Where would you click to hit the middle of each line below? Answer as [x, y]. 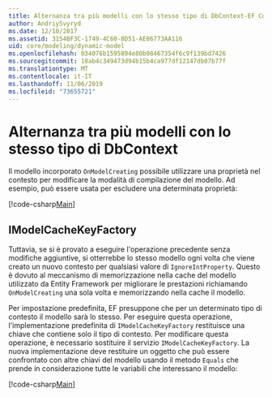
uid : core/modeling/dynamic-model [67, 46]
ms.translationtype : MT [49, 69]
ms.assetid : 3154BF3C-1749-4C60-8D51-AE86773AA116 [96, 39]
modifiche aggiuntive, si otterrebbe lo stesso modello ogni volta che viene [132, 258]
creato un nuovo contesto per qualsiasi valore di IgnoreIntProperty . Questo [134, 267]
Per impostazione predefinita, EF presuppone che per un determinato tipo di [135, 309]
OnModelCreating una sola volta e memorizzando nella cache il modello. [127, 292]
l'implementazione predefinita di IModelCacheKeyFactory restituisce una [127, 326]
